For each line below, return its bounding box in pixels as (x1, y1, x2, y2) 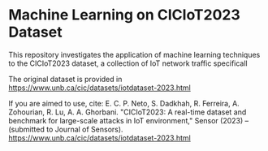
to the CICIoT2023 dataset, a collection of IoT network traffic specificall (8, 58, 248, 68)
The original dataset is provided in (8, 74, 123, 84)
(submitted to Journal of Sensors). (8, 124, 123, 134)
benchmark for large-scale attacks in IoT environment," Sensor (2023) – (8, 115, 249, 125)
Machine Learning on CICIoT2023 (8, 6, 241, 24)
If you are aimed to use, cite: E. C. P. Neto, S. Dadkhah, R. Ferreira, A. (8, 98, 240, 108)
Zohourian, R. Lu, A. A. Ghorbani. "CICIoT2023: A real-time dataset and (8, 107, 247, 117)
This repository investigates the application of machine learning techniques (8, 50, 261, 59)
